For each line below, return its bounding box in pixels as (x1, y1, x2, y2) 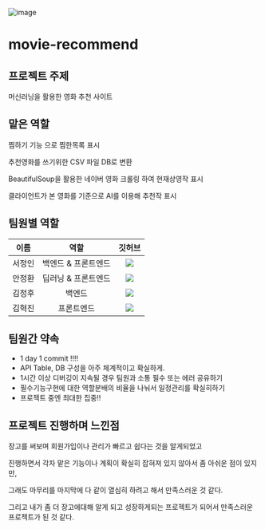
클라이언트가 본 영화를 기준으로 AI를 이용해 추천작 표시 (8, 191, 177, 200)
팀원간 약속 (8, 332, 60, 346)
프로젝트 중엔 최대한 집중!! (19, 393, 101, 403)
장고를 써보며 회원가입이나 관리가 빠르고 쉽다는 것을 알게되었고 (8, 441, 203, 451)
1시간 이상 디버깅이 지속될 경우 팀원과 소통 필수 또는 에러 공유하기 (19, 373, 223, 383)
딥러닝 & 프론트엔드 (42, 272, 111, 283)
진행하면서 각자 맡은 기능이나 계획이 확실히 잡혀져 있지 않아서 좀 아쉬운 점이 (8, 459, 243, 468)
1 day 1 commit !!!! (19, 353, 79, 363)
